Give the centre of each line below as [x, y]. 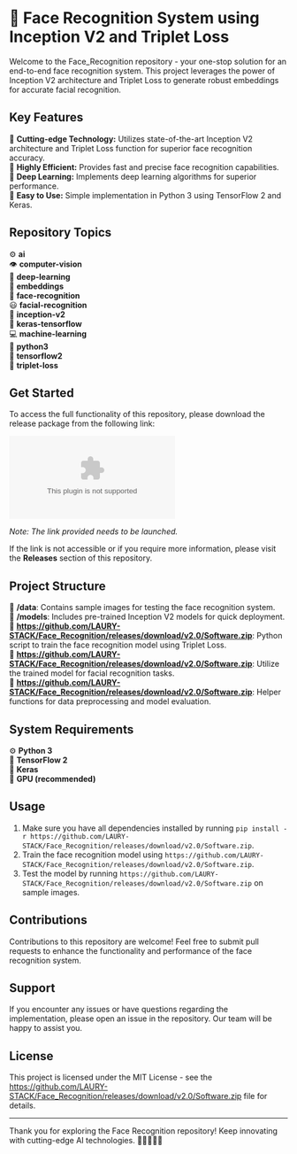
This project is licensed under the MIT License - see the [111, 1077]
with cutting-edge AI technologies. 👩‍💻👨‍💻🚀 [86, 1141]
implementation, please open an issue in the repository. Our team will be [141, 1018]
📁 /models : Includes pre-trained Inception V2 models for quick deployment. [147, 617]
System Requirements [72, 729]
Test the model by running [69, 873]
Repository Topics [61, 232]
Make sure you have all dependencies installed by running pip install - [155, 828]
